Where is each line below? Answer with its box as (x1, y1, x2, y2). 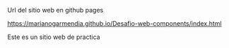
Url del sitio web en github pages (7, 6, 104, 14)
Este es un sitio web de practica (7, 33, 100, 41)
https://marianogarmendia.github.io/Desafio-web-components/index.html (7, 19, 222, 27)
